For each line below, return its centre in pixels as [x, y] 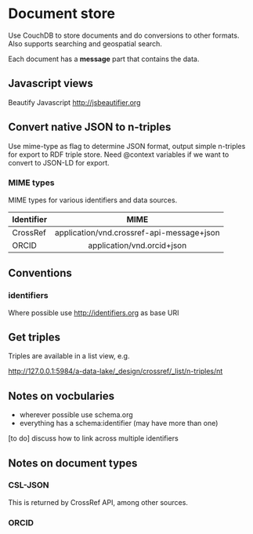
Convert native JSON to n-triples [90, 127]
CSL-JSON [29, 485]
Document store [62, 14]
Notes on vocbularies [61, 396]
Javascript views [51, 84]
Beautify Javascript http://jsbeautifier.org [74, 102]
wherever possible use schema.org [76, 415]
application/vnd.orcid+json [137, 245]
